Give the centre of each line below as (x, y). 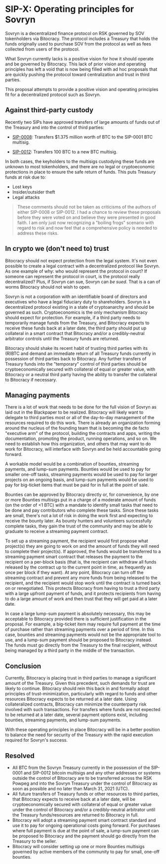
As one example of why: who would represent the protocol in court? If (76, 271)
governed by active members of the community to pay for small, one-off (86, 852)
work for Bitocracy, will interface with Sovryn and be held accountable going (83, 449)
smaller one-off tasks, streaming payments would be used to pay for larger (81, 475)
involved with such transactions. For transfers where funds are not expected (83, 710)
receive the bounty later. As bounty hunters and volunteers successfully (78, 521)
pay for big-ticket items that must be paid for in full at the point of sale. (77, 485)
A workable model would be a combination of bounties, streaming (72, 464)
